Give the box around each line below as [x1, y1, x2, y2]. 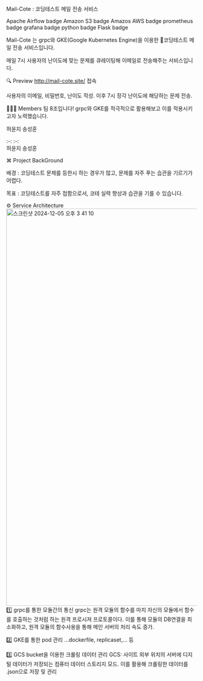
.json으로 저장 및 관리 [6, 668, 57, 675]
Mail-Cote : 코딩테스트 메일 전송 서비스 [6, 5, 98, 12]
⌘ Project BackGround [6, 157, 63, 164]
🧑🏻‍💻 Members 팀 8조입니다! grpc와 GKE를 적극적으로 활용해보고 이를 [6, 105, 172, 112]
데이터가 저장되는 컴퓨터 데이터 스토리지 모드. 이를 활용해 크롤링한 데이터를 [12, 660, 188, 668]
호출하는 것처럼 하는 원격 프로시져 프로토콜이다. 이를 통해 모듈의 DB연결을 [12, 616, 186, 623]
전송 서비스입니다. [12, 44, 55, 51]
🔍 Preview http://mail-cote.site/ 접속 [6, 78, 97, 84]
